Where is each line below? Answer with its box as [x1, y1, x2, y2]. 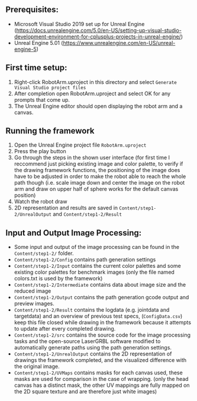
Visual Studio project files [14, 85, 86, 90]
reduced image [14, 287, 51, 295]
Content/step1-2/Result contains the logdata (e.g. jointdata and [14, 306, 170, 313]
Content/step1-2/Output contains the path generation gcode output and [14, 294, 189, 301]
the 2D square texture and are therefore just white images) [14, 388, 157, 395]
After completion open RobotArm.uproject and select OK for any [14, 90, 171, 97]
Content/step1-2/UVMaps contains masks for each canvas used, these [14, 369, 183, 376]
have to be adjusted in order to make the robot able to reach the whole [14, 173, 186, 180]
